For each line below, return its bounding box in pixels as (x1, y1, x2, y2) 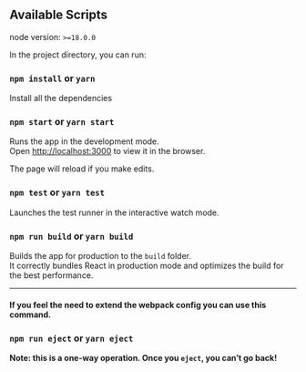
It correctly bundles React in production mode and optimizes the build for (9, 260, 284, 271)
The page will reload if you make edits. (9, 163, 155, 174)
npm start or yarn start (9, 116, 115, 129)
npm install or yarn (9, 72, 96, 85)
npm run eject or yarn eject (9, 332, 134, 345)
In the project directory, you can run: (9, 49, 147, 60)
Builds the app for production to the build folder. (9, 251, 192, 261)
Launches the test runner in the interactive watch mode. (9, 207, 220, 218)
